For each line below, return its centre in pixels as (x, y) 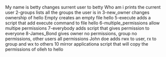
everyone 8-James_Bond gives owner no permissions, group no (71, 33)
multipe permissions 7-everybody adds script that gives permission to (77, 28)
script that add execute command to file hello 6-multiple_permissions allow (82, 23)
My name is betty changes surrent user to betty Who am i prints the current (83, 7)
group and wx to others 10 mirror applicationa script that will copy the (77, 44)
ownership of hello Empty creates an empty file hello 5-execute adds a (78, 18)
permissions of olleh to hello (34, 49)
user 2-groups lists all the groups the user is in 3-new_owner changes (77, 12)
